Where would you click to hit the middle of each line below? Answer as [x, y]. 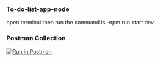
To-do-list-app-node [38, 9]
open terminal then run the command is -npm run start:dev [80, 23]
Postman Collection [36, 38]
